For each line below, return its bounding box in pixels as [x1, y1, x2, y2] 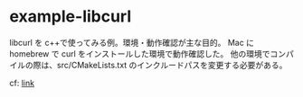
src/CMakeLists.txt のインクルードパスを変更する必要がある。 [56, 59, 288, 70]
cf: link [9, 77, 34, 88]
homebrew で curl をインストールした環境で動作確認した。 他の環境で [9, 48, 270, 59]
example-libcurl [9, 6, 132, 27]
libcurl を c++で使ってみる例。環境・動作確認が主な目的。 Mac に [9, 37, 255, 48]
